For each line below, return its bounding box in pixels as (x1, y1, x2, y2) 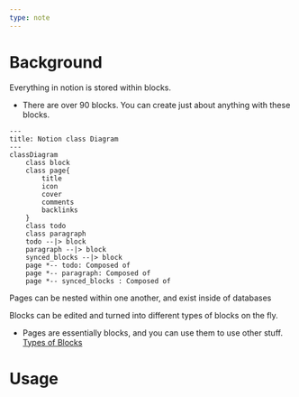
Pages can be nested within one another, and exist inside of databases (9, 292, 272, 303)
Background (9, 51, 103, 72)
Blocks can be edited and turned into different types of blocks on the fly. (9, 309, 279, 320)
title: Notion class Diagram (9, 134, 119, 143)
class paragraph (25, 229, 87, 238)
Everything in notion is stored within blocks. (9, 82, 172, 93)
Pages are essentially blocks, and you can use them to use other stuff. (22, 327, 284, 338)
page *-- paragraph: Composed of (25, 268, 151, 278)
